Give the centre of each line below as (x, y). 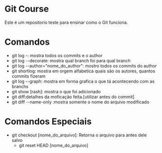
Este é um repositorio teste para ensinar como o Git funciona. (66, 22)
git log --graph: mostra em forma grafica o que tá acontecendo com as (83, 81)
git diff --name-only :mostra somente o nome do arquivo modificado (81, 102)
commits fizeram (29, 76)
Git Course (27, 9)
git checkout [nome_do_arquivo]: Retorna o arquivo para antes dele (79, 135)
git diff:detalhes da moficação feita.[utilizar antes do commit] (73, 97)
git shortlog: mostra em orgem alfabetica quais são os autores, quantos (83, 71)
